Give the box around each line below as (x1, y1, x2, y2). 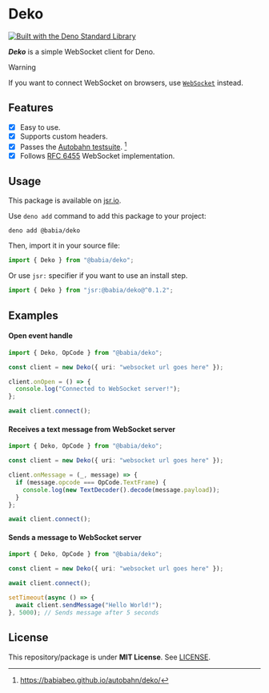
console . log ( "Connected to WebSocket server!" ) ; (15, 385, 181, 393)
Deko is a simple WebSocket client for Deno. (8, 46, 155, 56)
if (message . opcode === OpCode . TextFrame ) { (15, 478, 167, 486)
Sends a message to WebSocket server (8, 532, 142, 542)
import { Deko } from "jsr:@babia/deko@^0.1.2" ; (8, 286, 174, 295)
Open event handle (8, 331, 74, 340)
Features (8, 101, 54, 115)
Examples (8, 308, 58, 322)
